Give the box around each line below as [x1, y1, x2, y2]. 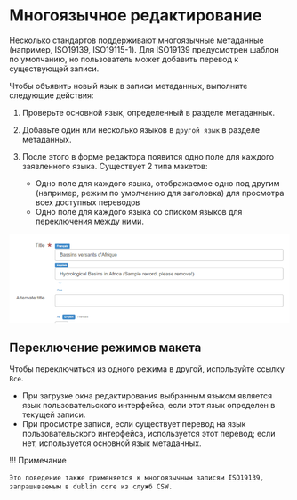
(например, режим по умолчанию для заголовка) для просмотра [35, 187, 285, 198]
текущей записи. [21, 409, 86, 420]
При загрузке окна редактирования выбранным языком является [21, 390, 273, 401]
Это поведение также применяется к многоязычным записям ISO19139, [9, 473, 265, 482]
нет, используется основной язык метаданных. [21, 438, 202, 448]
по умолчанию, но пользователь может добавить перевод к [9, 53, 238, 64]
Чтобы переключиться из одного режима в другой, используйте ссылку [9, 364, 285, 374]
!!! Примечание [9, 455, 67, 466]
